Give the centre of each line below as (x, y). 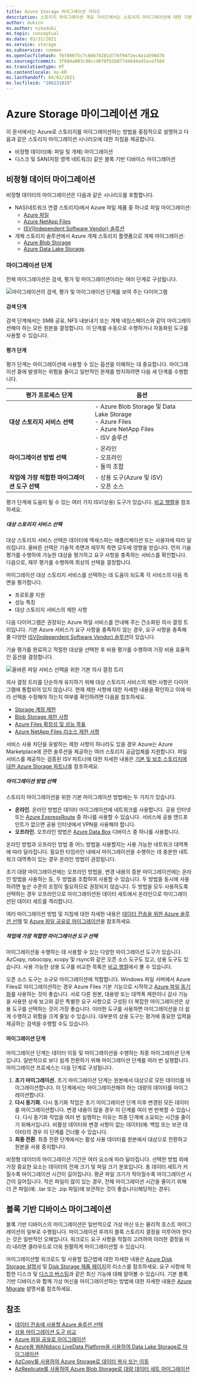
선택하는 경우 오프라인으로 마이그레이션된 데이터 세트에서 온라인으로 (84, 894)
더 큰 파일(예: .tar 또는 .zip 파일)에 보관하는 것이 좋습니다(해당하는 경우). (89, 1189)
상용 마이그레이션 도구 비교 (45, 1332)
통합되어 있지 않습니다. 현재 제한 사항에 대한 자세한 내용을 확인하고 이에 (103, 690)
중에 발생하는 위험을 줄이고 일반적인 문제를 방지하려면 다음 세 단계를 (95, 372)
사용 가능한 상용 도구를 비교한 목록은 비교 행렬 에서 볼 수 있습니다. (98, 967)
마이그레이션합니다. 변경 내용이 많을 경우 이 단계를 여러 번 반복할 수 (98, 1109)
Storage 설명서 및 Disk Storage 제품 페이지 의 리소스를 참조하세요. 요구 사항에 (95, 1267)
